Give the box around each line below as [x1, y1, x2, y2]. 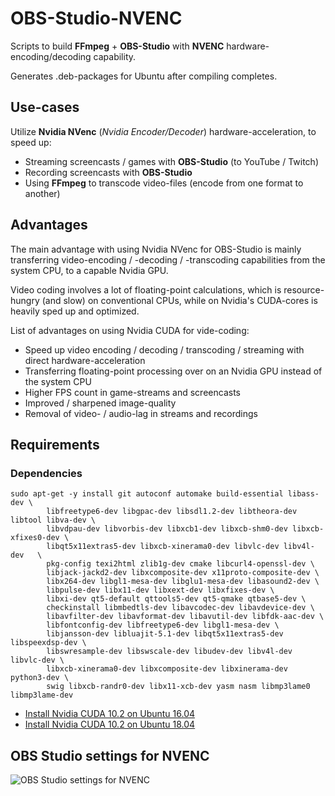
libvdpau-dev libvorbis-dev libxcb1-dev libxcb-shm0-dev [46, 524, 288, 534]
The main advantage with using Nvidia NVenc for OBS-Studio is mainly [10, 243, 302, 255]
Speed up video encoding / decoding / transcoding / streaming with [24, 343, 305, 356]
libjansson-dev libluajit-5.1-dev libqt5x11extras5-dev [46, 629, 284, 639]
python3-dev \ [10, 673, 70, 683]
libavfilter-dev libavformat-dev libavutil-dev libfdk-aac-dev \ [46, 612, 325, 622]
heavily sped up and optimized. [10, 305, 140, 317]
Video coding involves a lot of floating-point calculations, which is [10, 283, 282, 296]
